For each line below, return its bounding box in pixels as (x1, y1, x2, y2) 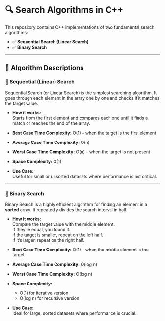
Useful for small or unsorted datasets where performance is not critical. (12, 173, 157, 179)
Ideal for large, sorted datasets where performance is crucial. (12, 310, 137, 316)
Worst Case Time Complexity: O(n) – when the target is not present (12, 149, 151, 155)
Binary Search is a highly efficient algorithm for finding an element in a (5, 201, 147, 207)
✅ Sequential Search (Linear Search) (12, 38, 89, 45)
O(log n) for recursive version (19, 295, 80, 301)
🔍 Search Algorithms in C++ (5, 4, 124, 16)
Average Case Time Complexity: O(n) (12, 139, 90, 145)
